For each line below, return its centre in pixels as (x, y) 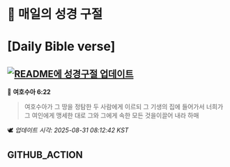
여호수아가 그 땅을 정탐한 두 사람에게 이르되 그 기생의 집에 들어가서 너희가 (124, 107)
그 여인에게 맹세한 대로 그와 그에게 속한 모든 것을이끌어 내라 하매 (112, 116)
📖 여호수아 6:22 (29, 92)
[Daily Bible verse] (61, 47)
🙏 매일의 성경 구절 (55, 14)
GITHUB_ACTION (45, 155)
